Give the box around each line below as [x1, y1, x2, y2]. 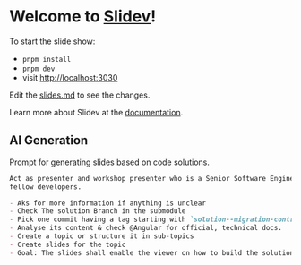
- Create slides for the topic [9, 240, 126, 249]
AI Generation [9, 132, 89, 149]
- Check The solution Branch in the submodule [9, 207, 186, 216]
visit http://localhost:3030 [21, 72, 118, 82]
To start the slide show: [9, 36, 96, 47]
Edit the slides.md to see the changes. [9, 90, 150, 100]
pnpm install [21, 55, 72, 64]
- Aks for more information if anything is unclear [9, 199, 206, 208]
